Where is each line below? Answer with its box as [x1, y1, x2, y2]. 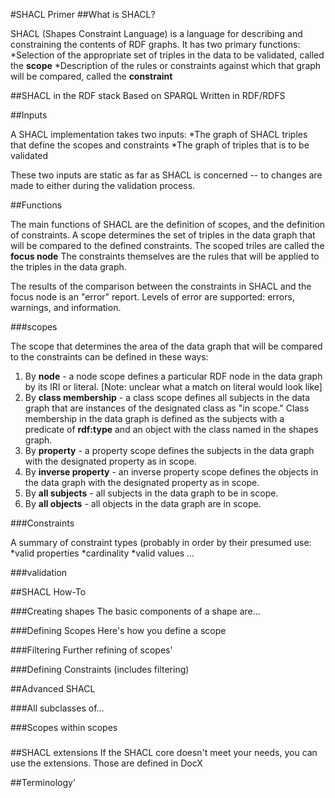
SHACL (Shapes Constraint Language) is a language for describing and [10, 28, 303, 39]
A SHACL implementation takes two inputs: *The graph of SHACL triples [10, 129, 308, 140]
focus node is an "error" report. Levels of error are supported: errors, [10, 291, 295, 303]
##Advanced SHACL [10, 683, 96, 694]
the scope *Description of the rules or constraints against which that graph [10, 60, 322, 71]
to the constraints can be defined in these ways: [10, 351, 209, 363]
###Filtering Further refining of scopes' [10, 644, 173, 656]
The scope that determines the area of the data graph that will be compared [10, 340, 323, 352]
